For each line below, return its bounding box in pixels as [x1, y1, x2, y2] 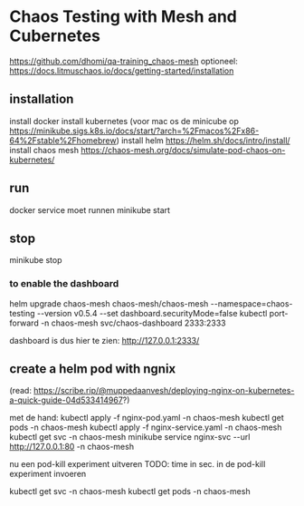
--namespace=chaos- [210, 297, 293, 309]
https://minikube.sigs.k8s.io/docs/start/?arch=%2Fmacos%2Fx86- [9, 125, 260, 136]
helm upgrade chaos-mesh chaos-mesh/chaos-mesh [9, 297, 209, 309]
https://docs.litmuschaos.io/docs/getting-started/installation [9, 65, 234, 76]
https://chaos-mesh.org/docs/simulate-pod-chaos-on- [81, 144, 286, 155]
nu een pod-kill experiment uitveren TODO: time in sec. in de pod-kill [9, 459, 266, 470]
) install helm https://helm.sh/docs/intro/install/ [116, 134, 291, 146]
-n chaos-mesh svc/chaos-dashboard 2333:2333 [40, 317, 226, 328]
